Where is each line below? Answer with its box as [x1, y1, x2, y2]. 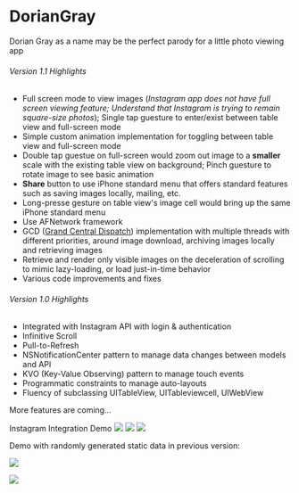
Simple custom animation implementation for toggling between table [21, 131, 274, 142]
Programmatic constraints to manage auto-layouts [21, 378, 207, 389]
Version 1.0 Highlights [9, 293, 89, 304]
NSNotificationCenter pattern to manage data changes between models [21, 349, 287, 360]
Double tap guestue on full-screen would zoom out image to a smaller [21, 150, 281, 161]
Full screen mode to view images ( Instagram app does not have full [21, 94, 270, 104]
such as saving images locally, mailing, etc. [21, 188, 181, 199]
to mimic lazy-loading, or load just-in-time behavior [21, 264, 212, 275]
